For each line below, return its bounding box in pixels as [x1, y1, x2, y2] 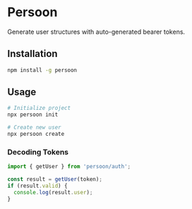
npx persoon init [7, 111, 59, 118]
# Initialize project [7, 105, 71, 112]
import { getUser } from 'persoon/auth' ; [7, 163, 131, 170]
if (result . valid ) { [7, 182, 68, 189]
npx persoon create [7, 131, 65, 138]
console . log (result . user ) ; [13, 189, 93, 196]
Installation [7, 48, 58, 60]
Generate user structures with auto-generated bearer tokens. [7, 27, 186, 36]
